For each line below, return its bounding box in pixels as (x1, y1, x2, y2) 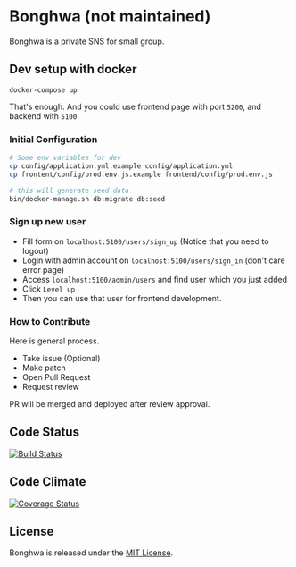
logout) (21, 245, 49, 256)
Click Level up (21, 283, 76, 294)
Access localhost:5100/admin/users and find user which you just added (21, 274, 288, 284)
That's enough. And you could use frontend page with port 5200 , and (9, 101, 261, 112)
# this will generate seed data (9, 186, 129, 195)
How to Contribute (9, 315, 91, 327)
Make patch (21, 362, 67, 373)
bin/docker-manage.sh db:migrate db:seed (9, 194, 166, 203)
